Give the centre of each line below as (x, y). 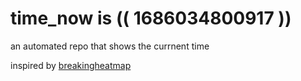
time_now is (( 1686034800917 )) (151, 18)
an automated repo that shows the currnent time (110, 46)
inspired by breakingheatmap (71, 65)
